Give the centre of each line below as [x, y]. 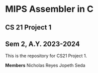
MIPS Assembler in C [49, 9]
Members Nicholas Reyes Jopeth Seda [45, 66]
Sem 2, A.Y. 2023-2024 [43, 44]
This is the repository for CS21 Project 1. [46, 56]
